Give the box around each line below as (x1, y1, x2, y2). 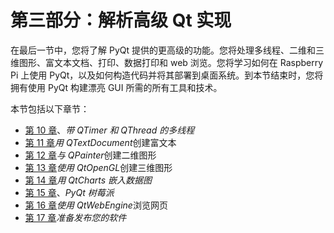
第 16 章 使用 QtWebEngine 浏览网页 (24, 199, 168, 211)
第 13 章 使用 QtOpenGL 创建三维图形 (24, 161, 173, 173)
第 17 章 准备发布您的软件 (24, 211, 127, 223)
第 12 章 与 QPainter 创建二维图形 (24, 149, 157, 161)
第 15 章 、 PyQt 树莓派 (24, 186, 115, 198)
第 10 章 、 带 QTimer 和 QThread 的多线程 (24, 124, 195, 136)
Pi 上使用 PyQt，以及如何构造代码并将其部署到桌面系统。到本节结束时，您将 (10, 69, 324, 81)
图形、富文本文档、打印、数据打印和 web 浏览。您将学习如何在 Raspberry (18, 56, 324, 68)
